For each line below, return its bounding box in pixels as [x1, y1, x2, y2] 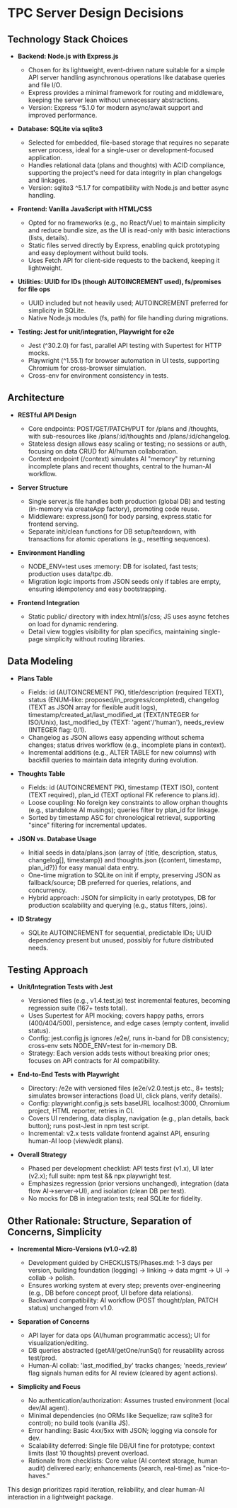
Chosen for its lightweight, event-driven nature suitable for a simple [28, 66, 225, 74]
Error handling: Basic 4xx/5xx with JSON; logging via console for [28, 1427, 217, 1435]
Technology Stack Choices [7, 33, 129, 45]
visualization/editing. [28, 1339, 89, 1347]
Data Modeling [7, 655, 74, 668]
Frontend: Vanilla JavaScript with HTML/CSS [17, 205, 153, 213]
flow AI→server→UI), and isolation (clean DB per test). [28, 1187, 186, 1195]
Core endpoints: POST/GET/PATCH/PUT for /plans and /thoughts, [28, 424, 219, 433]
